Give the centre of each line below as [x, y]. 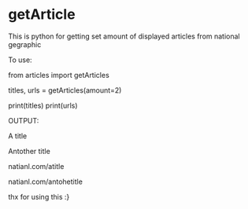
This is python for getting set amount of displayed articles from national [124, 36]
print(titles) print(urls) [43, 105]
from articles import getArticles [59, 75]
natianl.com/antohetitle [45, 181]
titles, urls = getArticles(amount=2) [65, 90]
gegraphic [25, 44]
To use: [20, 60]
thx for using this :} [39, 196]
